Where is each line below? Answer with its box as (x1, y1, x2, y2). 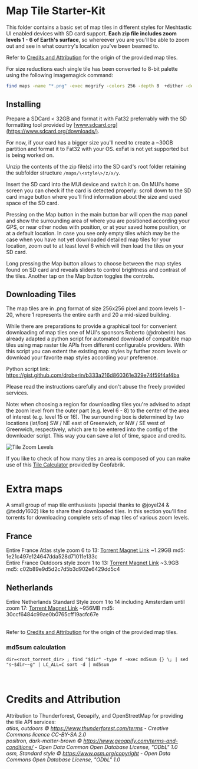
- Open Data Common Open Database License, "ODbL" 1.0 (34, 744, 178, 751)
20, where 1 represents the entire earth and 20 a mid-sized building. (6, 311, 171, 318)
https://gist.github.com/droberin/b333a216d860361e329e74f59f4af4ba (6, 372, 180, 379)
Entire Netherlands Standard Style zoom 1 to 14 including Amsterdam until (6, 599, 185, 605)
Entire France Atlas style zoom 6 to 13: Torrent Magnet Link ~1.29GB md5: (6, 547, 186, 554)
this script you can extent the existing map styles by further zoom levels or (6, 348, 187, 355)
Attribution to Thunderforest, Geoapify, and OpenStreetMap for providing (6, 712, 184, 719)
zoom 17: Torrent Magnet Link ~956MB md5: (6, 604, 114, 612)
